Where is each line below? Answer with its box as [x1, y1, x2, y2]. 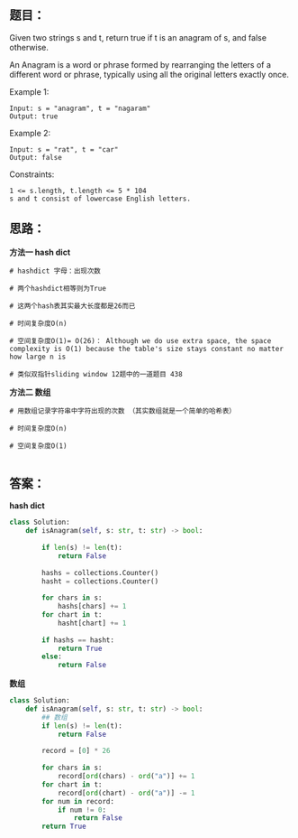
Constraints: [9, 169, 55, 180]
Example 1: [9, 86, 50, 97]
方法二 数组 [9, 386, 51, 397]
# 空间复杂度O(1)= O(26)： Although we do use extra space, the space [9, 336, 272, 345]
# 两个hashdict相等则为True [9, 284, 106, 293]
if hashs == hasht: [41, 635, 115, 645]
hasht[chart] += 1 [57, 619, 127, 628]
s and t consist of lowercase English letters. [9, 194, 192, 203]
